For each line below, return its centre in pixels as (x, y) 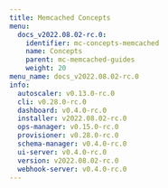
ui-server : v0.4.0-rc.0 (62, 152)
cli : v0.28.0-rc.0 (52, 102)
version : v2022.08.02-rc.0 (68, 160)
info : (19, 85)
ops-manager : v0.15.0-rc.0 (68, 127)
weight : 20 (46, 69)
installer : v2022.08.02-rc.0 (72, 118)
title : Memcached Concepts (60, 18)
